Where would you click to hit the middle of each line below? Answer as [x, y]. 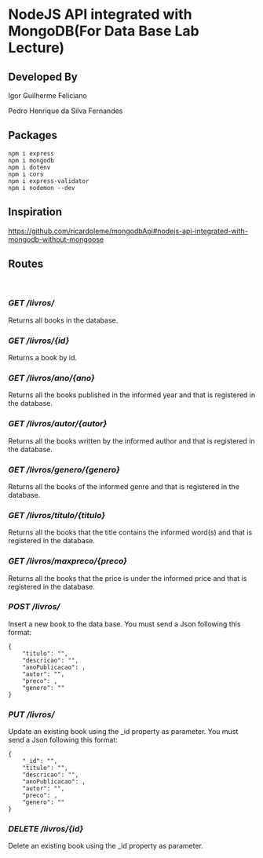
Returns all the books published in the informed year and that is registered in [132, 395]
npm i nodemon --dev [42, 188]
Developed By [43, 77]
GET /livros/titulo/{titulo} [57, 515]
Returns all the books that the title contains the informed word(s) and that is [130, 532]
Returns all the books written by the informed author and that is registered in [131, 440]
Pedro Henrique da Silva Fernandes [66, 111]
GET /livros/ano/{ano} [52, 378]
